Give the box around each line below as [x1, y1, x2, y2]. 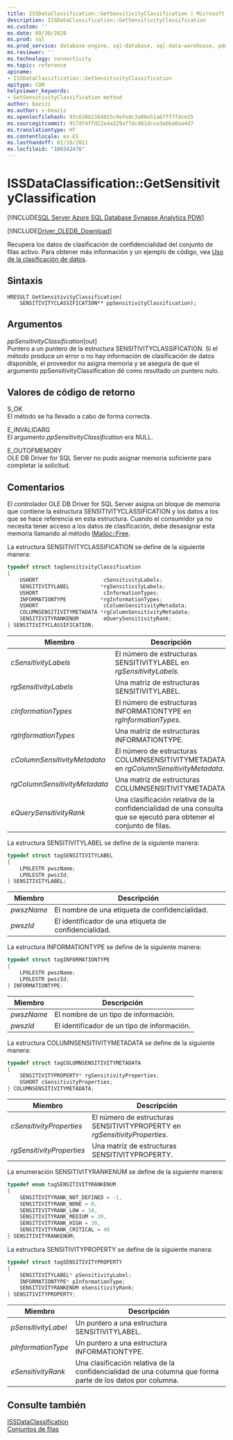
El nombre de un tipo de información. [54, 1010, 175, 1019]
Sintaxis [7, 275, 44, 287]
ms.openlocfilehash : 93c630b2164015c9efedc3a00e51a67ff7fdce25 [7, 113, 194, 120]
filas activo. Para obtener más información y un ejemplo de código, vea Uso [7, 247, 224, 256]
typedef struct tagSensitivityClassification [7, 564, 141, 571]
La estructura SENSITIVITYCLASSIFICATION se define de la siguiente [7, 543, 205, 551]
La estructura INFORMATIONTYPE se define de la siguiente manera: [7, 943, 202, 951]
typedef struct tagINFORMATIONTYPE [7, 956, 110, 964]
